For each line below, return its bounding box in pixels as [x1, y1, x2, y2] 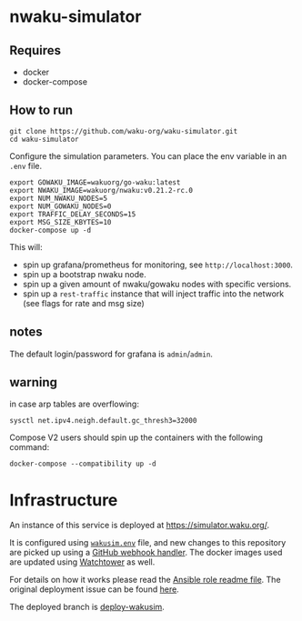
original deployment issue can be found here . [9, 584, 179, 595]
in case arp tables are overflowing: [9, 398, 139, 410]
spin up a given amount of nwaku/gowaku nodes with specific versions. [22, 278, 292, 289]
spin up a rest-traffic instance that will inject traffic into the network [22, 288, 285, 299]
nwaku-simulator [9, 6, 142, 27]
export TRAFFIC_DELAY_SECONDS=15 [9, 209, 136, 219]
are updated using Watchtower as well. [9, 556, 156, 567]
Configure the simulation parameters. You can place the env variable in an [9, 150, 287, 161]
